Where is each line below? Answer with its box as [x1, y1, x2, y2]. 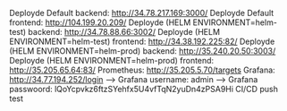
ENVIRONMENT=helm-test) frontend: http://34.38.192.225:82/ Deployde [9, 36, 275, 47]
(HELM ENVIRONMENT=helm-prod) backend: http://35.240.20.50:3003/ [9, 46, 276, 56]
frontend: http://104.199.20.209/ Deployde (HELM [9, 17, 191, 28]
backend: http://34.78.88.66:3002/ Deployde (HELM [28, 27, 221, 37]
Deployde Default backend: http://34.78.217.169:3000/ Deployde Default [9, 8, 274, 18]
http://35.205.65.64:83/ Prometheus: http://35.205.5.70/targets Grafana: [9, 64, 275, 75]
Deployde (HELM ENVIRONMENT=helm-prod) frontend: [9, 55, 215, 65]
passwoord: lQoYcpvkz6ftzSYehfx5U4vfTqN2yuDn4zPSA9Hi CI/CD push [9, 84, 279, 94]
